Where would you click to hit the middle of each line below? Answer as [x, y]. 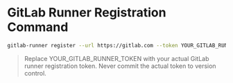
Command [38, 27]
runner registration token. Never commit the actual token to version [120, 66]
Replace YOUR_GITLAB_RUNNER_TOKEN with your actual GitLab [116, 58]
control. [35, 73]
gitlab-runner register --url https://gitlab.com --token [93, 45]
